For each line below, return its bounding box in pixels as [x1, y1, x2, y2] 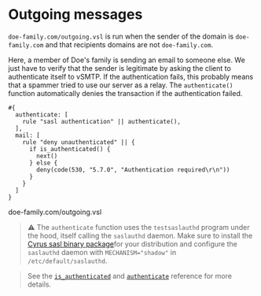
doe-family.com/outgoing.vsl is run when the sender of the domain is [8, 31, 234, 41]
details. [27, 279, 52, 289]
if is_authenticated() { [28, 145, 111, 153]
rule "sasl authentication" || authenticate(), [22, 117, 181, 125]
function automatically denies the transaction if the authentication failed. [8, 88, 243, 98]
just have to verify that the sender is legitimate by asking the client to [8, 63, 232, 72]
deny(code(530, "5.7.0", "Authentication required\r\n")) [36, 165, 230, 174]
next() [36, 152, 58, 160]
